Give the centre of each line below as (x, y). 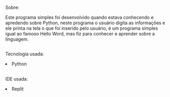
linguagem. (17, 39)
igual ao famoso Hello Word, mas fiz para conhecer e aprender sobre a (80, 34)
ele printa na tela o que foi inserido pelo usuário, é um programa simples (82, 28)
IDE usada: (17, 79)
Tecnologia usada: (25, 54)
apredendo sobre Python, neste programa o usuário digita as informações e (85, 23)
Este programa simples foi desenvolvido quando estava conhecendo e (80, 17)
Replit (18, 89)
